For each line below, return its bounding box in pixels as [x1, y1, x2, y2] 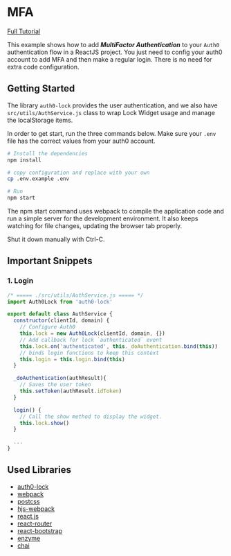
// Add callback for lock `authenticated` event [19, 336, 163, 343]
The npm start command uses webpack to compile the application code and [7, 207, 225, 215]
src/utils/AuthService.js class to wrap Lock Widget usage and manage [7, 108, 216, 116]
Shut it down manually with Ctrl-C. [7, 235, 105, 243]
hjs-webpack [17, 504, 55, 513]
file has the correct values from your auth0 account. [7, 137, 156, 145]
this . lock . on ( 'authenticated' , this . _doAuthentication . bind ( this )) [19, 342, 218, 350]
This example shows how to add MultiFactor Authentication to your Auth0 [7, 40, 220, 49]
